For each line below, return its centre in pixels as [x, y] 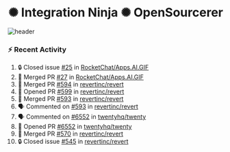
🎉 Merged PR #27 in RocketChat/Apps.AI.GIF [81, 77]
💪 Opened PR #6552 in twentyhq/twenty [75, 127]
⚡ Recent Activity [37, 49]
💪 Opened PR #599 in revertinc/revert [71, 92]
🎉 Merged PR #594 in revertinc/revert [71, 85]
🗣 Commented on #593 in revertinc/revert [78, 106]
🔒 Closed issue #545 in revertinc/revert [73, 142]
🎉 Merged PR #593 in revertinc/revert [71, 99]
